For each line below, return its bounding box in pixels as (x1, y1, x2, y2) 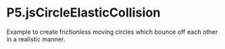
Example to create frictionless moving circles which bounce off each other (6, 28, 218, 36)
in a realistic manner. (6, 35, 66, 43)
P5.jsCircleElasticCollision (6, 5, 161, 21)
